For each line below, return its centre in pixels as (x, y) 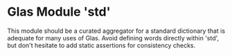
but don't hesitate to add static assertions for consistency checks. (101, 45)
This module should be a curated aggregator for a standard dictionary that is (116, 31)
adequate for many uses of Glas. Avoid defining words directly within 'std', (113, 38)
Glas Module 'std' (59, 12)
